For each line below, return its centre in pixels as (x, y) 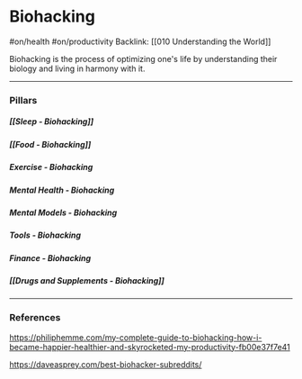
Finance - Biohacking (50, 257)
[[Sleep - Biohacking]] (52, 122)
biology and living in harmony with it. (77, 68)
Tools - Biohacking (45, 235)
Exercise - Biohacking (51, 167)
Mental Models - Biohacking (63, 212)
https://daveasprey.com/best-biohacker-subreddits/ (106, 364)
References (35, 318)
